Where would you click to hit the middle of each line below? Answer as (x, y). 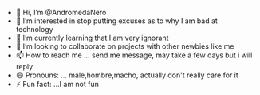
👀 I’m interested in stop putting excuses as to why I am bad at (116, 21)
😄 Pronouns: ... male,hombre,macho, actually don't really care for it (127, 75)
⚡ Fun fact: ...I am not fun (57, 84)
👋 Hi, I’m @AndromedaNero (61, 12)
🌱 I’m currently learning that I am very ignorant (92, 38)
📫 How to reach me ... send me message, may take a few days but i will (134, 55)
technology (34, 29)
